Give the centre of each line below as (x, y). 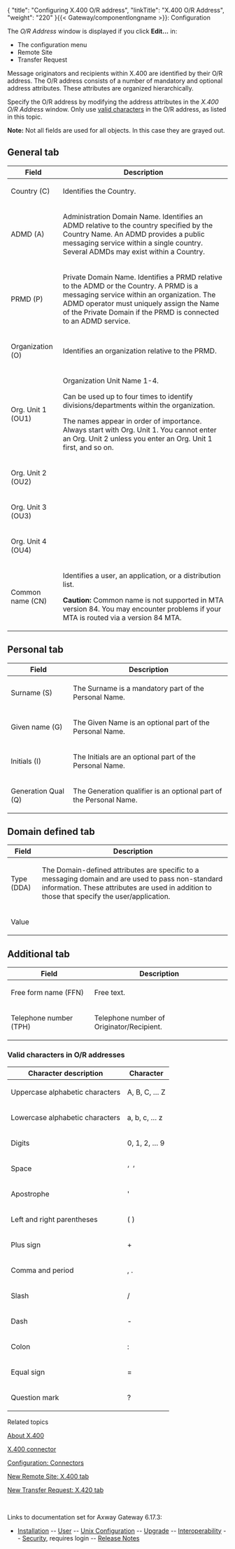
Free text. (110, 993)
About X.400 (26, 1435)
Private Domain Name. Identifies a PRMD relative (142, 277)
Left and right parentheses (54, 1219)
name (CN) (29, 601)
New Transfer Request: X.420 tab (55, 1490)
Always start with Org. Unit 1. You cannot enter (140, 430)
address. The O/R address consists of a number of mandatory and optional (115, 81)
